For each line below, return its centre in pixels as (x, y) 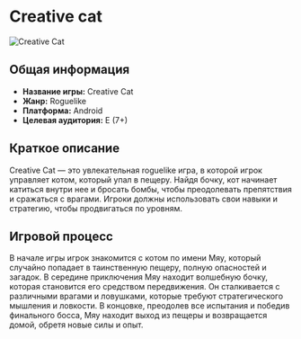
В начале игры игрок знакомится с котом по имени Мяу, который (135, 258)
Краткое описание (64, 149)
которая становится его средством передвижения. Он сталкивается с (145, 287)
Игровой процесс (62, 236)
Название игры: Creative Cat (78, 91)
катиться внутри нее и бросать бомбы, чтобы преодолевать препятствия (150, 189)
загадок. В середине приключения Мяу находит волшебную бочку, (138, 277)
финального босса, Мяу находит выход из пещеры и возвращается (138, 316)
